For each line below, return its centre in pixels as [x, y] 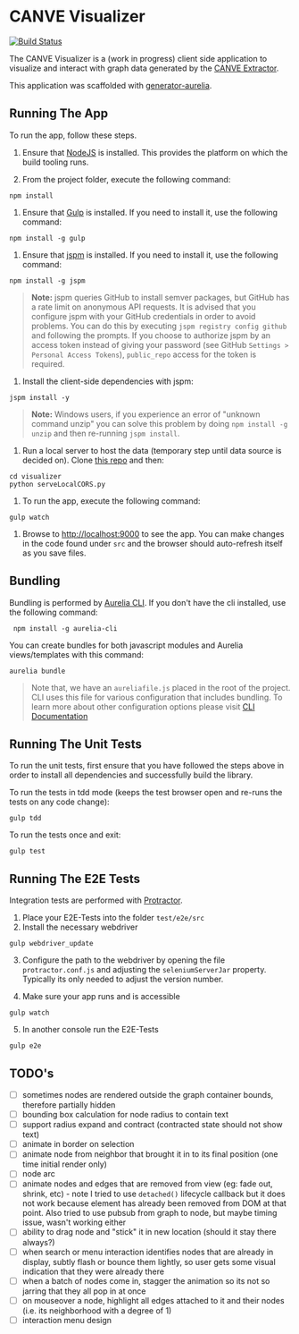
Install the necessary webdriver [80, 927]
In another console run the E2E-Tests [90, 1030]
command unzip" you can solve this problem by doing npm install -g [159, 423]
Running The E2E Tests [75, 879]
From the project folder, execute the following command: [126, 179]
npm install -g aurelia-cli [65, 628]
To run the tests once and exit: [65, 835]
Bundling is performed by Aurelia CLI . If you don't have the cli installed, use [148, 602]
